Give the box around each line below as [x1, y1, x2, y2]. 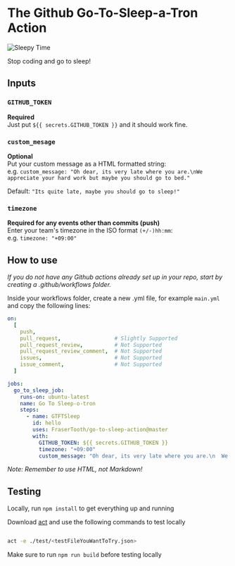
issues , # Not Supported [20, 355, 162, 362]
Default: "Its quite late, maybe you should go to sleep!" [7, 187, 180, 195]
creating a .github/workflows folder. [7, 281, 111, 289]
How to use [7, 254, 58, 266]
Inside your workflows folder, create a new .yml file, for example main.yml [7, 294, 220, 302]
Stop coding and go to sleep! [7, 56, 91, 65]
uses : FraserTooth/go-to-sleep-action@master [32, 426, 169, 433]
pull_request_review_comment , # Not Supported [20, 347, 162, 355]
